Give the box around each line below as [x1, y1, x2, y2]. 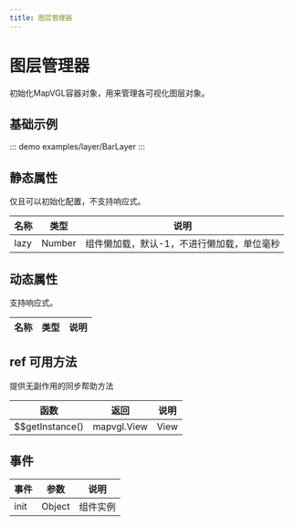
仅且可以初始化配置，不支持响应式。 [9, 196, 146, 207]
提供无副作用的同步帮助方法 [9, 380, 114, 391]
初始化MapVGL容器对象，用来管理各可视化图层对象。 [9, 88, 210, 98]
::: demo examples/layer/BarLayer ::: [9, 141, 146, 152]
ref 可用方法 [9, 355, 78, 370]
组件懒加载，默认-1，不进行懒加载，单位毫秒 [85, 238, 280, 251]
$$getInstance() [14, 420, 84, 433]
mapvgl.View [92, 420, 149, 433]
